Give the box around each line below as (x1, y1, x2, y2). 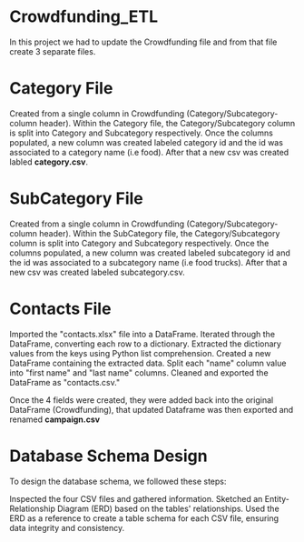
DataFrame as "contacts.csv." (9, 376, 121, 387)
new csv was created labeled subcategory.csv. (9, 266, 186, 277)
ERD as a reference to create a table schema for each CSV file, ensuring (9, 512, 279, 524)
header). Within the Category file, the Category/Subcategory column (39, 117, 296, 128)
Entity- (264, 493, 290, 504)
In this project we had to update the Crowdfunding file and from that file (9, 36, 278, 47)
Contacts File (9, 298, 112, 319)
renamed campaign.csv (9, 414, 101, 425)
